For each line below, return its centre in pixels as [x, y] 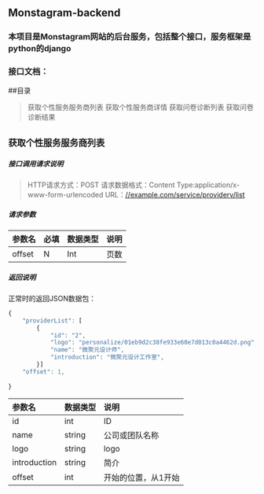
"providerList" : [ [52, 321]
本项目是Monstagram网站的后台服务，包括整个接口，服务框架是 [130, 37]
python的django [40, 49]
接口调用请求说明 [36, 164]
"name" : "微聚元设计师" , [87, 350]
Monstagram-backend [64, 13]
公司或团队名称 [131, 435]
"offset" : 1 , [44, 372]
